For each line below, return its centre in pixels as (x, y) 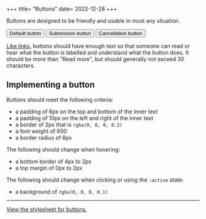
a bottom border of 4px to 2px (53, 161)
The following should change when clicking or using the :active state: (95, 180)
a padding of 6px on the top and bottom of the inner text (86, 111)
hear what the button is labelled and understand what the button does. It (97, 52)
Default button (25, 33)
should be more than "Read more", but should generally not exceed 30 (95, 59)
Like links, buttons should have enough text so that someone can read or (98, 46)
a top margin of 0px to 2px (49, 167)
